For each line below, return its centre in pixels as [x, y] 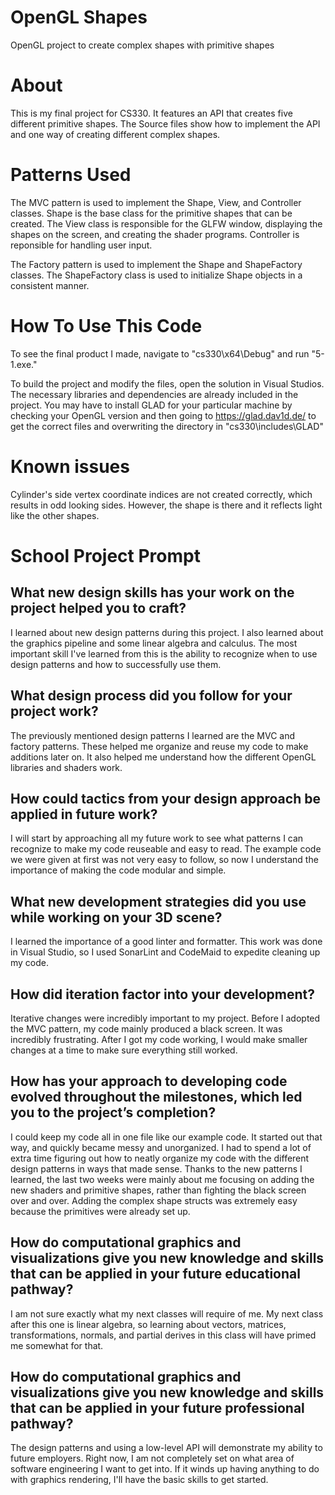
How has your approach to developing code [149, 1081]
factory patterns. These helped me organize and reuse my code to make [159, 746]
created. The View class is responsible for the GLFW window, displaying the [166, 223]
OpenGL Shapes [79, 17]
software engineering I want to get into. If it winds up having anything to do [165, 1469]
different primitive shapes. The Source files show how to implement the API [165, 123]
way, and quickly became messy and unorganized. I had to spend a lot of [161, 1147]
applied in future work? [84, 814]
